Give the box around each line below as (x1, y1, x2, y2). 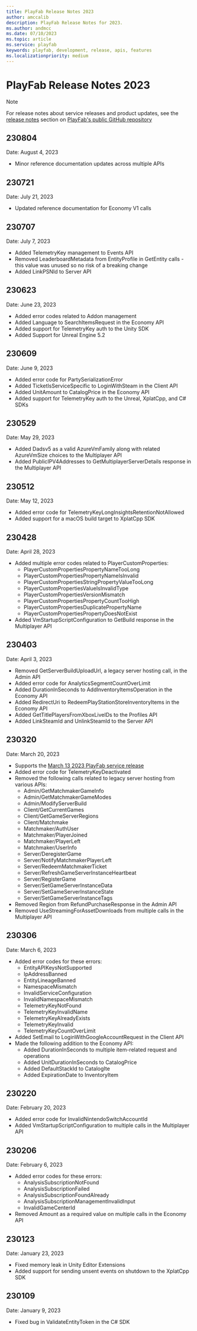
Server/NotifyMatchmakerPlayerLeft (23, 856, 112, 863)
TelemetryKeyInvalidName (23, 1008, 88, 1015)
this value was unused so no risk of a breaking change (14, 262, 148, 269)
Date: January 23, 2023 (6, 1250, 64, 1257)
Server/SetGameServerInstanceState (23, 888, 114, 895)
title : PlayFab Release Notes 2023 (6, 8, 94, 15)
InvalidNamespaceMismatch (23, 995, 93, 1003)
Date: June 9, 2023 (6, 364, 53, 371)
